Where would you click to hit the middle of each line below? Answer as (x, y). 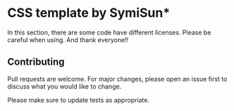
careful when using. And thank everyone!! (68, 39)
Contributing (36, 62)
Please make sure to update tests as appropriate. (79, 100)
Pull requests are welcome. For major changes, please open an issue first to (117, 79)
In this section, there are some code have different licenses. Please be (109, 32)
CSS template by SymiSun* (89, 13)
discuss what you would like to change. (64, 86)
